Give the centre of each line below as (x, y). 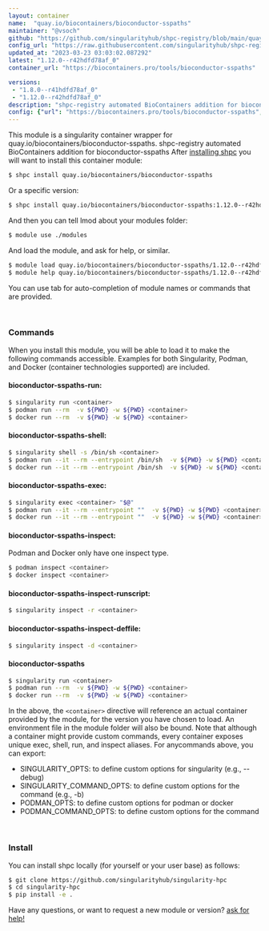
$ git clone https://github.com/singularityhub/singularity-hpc (118, 880)
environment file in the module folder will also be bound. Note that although (133, 728)
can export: (27, 753)
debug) (32, 777)
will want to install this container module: (75, 160)
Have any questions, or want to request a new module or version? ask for (129, 910)
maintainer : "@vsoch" (44, 30)
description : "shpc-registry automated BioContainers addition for (123, 105)
